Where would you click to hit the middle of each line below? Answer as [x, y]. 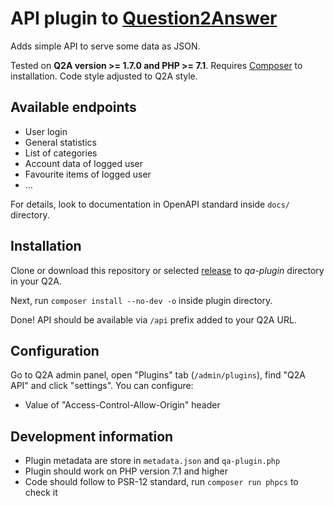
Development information [92, 436]
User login [46, 131]
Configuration [55, 350]
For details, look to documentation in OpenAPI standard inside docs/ [150, 204]
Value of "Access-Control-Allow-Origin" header [122, 405]
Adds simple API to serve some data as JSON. [105, 46]
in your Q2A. [36, 281]
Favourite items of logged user [88, 174]
